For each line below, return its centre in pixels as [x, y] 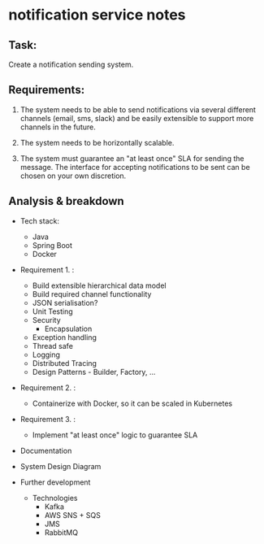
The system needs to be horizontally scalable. [97, 142]
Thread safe [52, 346]
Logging [46, 355]
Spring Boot [52, 245]
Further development [55, 482]
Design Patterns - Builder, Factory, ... [94, 372]
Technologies [55, 498]
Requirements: [47, 90]
